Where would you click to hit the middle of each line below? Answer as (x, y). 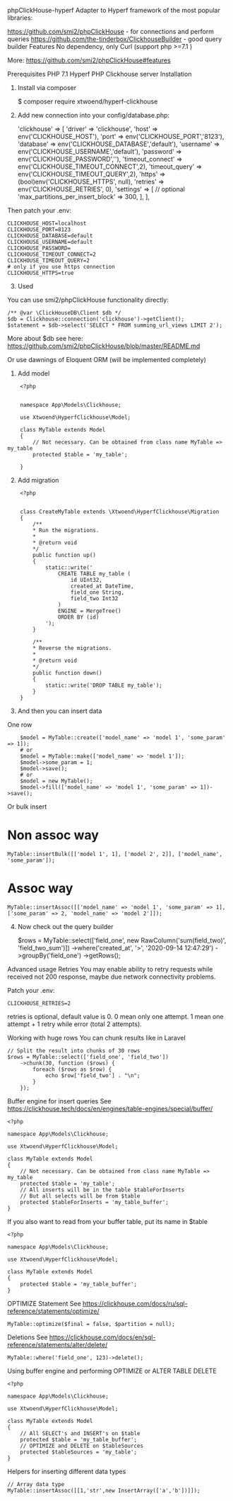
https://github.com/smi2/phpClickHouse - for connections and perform (110, 32)
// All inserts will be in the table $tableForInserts (102, 1190)
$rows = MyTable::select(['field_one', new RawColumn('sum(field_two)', (122, 940)
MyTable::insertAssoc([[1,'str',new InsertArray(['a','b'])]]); (104, 1490)
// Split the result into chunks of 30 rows (74, 1051)
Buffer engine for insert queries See (59, 1101)
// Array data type (36, 1484)
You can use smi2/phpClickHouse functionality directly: (88, 300)
